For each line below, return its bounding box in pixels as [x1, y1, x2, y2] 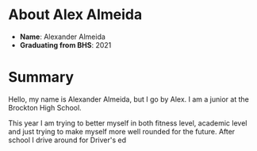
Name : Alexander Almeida [19, 32, 105, 41]
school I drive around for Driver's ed [8, 135, 127, 145]
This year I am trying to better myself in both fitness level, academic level [8, 118, 247, 128]
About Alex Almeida [8, 6, 143, 24]
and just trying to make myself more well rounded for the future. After [8, 126, 236, 136]
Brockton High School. [8, 103, 82, 112]
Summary [8, 68, 74, 87]
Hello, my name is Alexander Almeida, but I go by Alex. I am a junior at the [8, 94, 250, 104]
